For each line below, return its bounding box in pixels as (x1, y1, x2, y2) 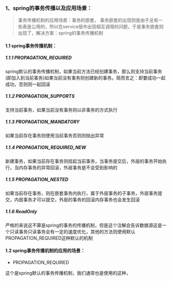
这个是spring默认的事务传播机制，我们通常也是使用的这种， (5, 270, 131, 276)
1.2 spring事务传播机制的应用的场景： (5, 248, 85, 254)
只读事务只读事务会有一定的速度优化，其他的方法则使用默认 (9, 228, 136, 234)
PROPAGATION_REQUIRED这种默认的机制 (5, 235, 93, 241)
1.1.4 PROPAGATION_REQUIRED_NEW (5, 145, 87, 151)
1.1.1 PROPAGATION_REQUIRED (5, 55, 72, 61)
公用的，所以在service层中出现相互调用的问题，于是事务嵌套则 (31, 24, 164, 30)
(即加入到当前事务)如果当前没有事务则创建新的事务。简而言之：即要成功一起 (5, 74, 166, 81)
